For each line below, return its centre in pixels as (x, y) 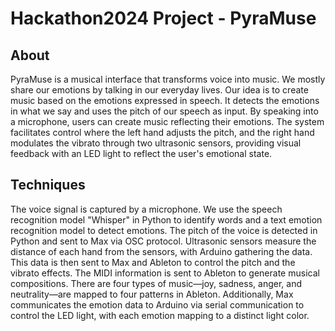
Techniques (48, 185)
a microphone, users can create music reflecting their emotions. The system (167, 121)
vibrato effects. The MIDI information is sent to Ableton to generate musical (165, 273)
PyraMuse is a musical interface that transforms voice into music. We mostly (168, 79)
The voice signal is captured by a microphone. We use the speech (146, 209)
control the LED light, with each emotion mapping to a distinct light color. (160, 315)
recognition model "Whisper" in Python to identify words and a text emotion (166, 219)
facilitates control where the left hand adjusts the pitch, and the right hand (162, 132)
